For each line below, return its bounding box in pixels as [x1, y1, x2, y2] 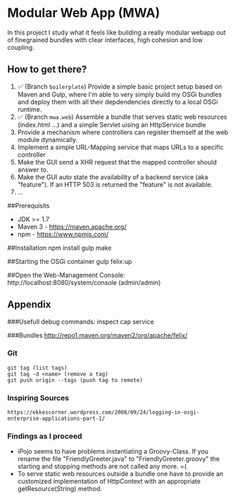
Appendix [7, 299, 51, 311]
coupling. [7, 43, 34, 51]
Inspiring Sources [7, 392, 69, 402]
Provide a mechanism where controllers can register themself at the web [17, 128, 229, 136]
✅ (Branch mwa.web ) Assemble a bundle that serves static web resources [17, 113, 227, 121]
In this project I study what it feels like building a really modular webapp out [7, 28, 227, 37]
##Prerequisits [7, 201, 50, 210]
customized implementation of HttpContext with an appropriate [17, 477, 201, 486]
